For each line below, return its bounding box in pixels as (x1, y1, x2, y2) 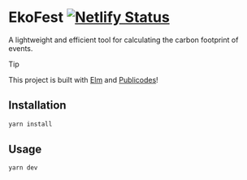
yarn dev (8, 164, 38, 172)
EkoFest (8, 8, 64, 27)
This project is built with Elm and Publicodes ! (8, 75, 158, 84)
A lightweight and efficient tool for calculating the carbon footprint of (8, 35, 239, 45)
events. (8, 43, 33, 53)
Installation (8, 98, 67, 113)
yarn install (8, 120, 53, 128)
